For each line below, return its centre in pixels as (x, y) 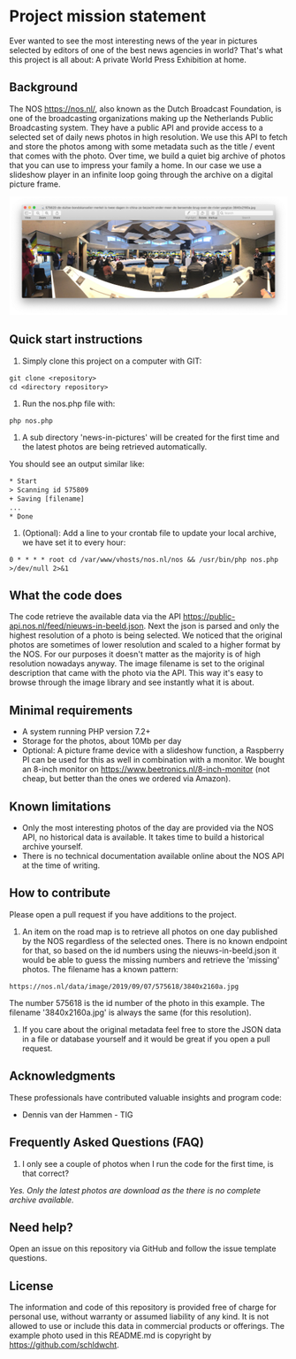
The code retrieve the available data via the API (95, 617)
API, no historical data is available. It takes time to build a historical (143, 837)
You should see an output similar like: (77, 464)
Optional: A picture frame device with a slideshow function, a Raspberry (153, 750)
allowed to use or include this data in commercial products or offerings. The (147, 1326)
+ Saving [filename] (47, 499)
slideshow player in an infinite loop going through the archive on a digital (141, 174)
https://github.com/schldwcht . (64, 1345)
